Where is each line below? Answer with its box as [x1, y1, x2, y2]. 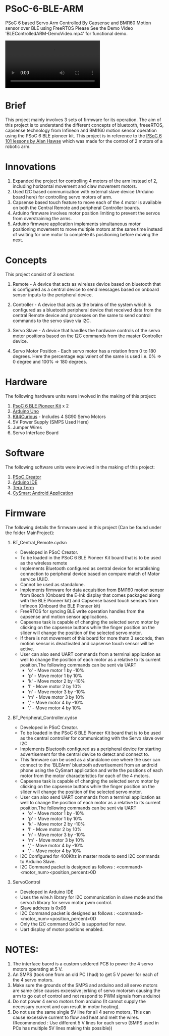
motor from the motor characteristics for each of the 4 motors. [20, 772, 150, 779]
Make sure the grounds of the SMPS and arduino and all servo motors [12, 982, 158, 988]
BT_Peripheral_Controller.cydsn [12, 714, 78, 720]
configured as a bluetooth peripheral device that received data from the [12, 306, 161, 313]
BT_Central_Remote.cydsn [12, 539, 67, 545]
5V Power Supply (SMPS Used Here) [12, 419, 89, 425]
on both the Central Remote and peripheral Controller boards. [12, 204, 140, 211]
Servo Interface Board [12, 430, 59, 436]
